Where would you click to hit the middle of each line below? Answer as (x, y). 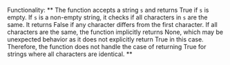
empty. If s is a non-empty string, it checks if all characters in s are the (107, 17)
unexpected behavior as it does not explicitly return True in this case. (105, 39)
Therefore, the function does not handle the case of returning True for (107, 47)
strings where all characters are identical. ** (70, 54)
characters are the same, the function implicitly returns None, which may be (115, 32)
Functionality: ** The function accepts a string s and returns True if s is (108, 10)
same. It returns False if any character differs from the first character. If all (112, 25)
